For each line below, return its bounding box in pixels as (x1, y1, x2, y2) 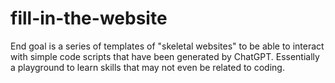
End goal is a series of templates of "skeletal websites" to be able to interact (10, 40, 325, 52)
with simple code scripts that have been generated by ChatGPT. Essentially (10, 50, 320, 62)
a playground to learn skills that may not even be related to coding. (10, 61, 285, 73)
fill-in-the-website (10, 7, 168, 30)
